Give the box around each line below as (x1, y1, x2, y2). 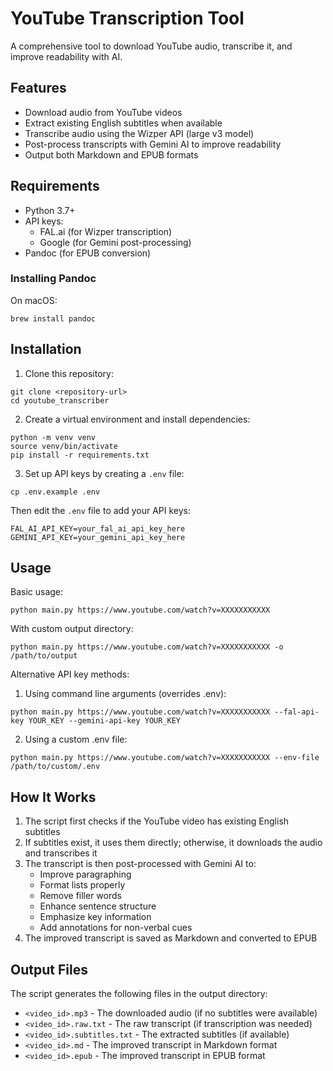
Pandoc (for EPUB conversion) (24, 247, 152, 259)
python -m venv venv (10, 432, 97, 442)
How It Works (10, 788, 97, 806)
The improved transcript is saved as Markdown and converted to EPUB (24, 932, 318, 944)
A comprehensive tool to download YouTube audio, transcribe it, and (10, 40, 293, 52)
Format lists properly (39, 879, 126, 891)
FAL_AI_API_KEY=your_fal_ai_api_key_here (10, 523, 186, 534)
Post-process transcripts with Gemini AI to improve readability (24, 138, 282, 150)
